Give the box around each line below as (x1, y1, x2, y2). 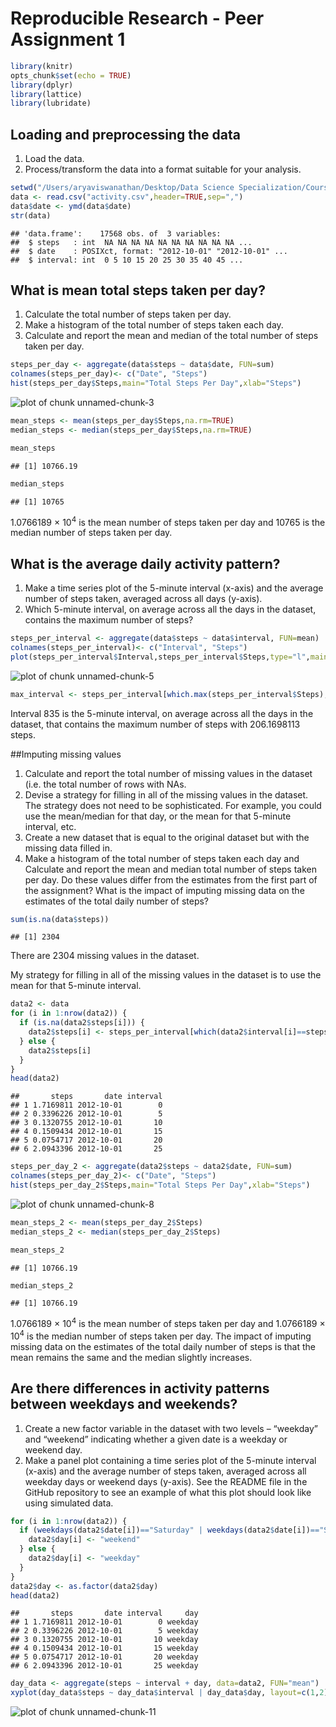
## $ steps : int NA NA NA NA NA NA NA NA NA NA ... (10, 237, 253, 247)
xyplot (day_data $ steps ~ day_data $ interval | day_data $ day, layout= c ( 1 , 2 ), (10, 1688, 333, 1698)
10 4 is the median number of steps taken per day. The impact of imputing (10, 1328, 312, 1342)
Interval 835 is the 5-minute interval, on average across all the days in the (10, 707, 314, 719)
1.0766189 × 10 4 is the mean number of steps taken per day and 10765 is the (10, 514, 326, 528)
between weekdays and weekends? (10, 1396, 238, 1413)
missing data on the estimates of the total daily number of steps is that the (10, 1340, 317, 1352)
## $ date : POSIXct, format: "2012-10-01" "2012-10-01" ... (10, 246, 288, 256)
